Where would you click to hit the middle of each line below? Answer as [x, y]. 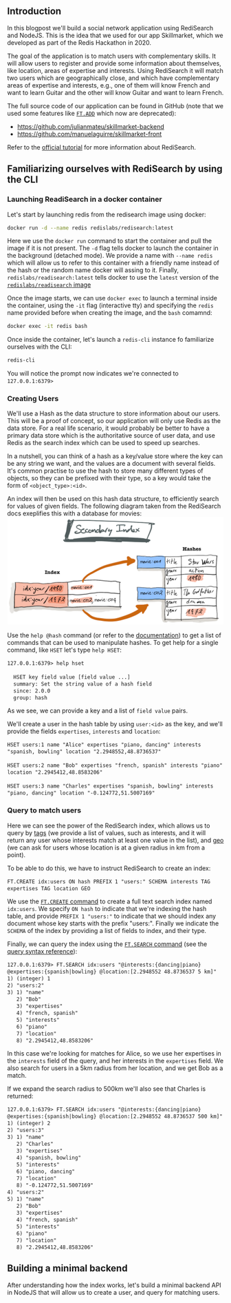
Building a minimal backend [67, 1268]
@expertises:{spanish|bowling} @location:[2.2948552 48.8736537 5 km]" [112, 972]
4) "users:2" [26, 1192]
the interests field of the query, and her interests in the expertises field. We [115, 1060]
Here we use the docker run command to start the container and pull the [109, 241]
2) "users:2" [26, 985]
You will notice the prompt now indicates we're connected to [93, 373]
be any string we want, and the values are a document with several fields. [111, 464]
